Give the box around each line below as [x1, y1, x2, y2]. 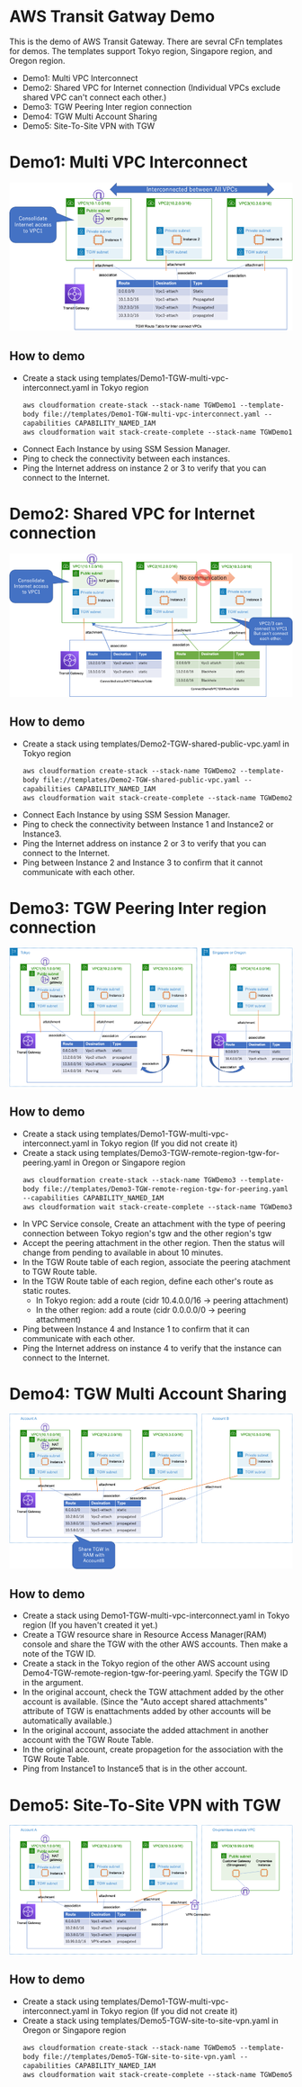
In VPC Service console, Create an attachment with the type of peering [22, 1218, 286, 1229]
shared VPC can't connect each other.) [22, 92, 167, 103]
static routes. [22, 1285, 72, 1296]
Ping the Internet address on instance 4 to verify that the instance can [22, 1342, 282, 1353]
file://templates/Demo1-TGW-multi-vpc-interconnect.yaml [42, 410, 261, 419]
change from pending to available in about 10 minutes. [22, 1247, 224, 1258]
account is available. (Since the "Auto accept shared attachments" [22, 1696, 268, 1707]
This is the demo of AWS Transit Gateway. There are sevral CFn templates [9, 36, 283, 47]
